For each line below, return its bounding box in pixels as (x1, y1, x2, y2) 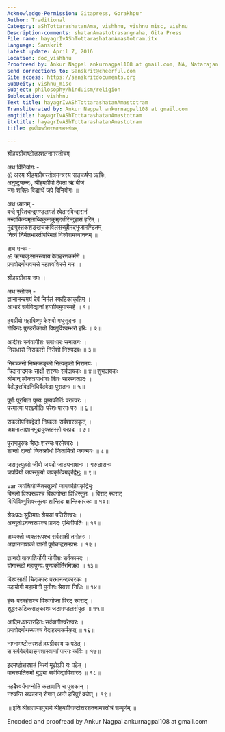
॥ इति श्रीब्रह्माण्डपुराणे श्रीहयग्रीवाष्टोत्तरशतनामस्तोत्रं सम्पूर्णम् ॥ (7, 704, 137, 712)
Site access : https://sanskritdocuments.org (7, 73, 136, 81)
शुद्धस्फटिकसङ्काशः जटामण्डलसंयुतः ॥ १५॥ (7, 605, 104, 613)
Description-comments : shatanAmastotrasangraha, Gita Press (7, 29, 183, 36)
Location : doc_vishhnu (7, 55, 72, 62)
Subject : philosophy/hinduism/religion (7, 86, 121, 93)
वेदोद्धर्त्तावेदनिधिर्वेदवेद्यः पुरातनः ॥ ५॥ (7, 382, 85, 391)
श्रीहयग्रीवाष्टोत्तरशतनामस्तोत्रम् (7, 149, 70, 158)
